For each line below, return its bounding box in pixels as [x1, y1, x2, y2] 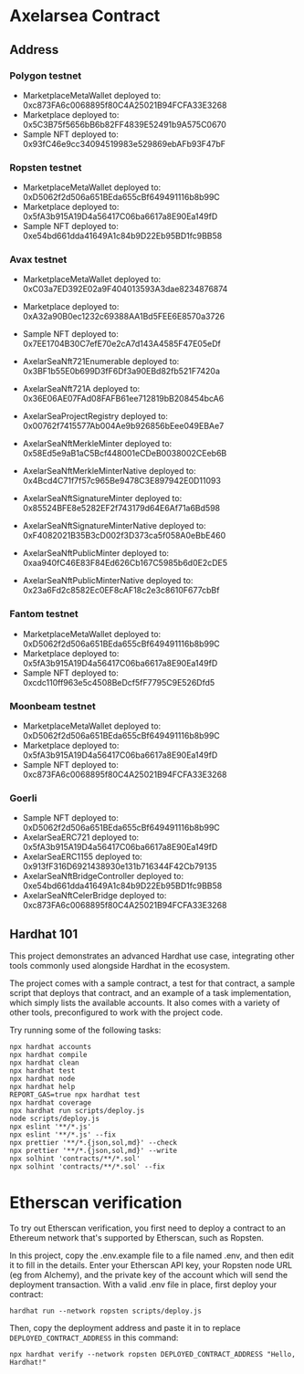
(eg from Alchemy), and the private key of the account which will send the [9, 1270, 288, 1281]
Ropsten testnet [9, 161, 82, 173]
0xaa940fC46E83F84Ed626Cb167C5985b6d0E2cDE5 [22, 558, 228, 569]
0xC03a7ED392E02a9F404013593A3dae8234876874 [22, 284, 228, 295]
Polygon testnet [9, 69, 82, 82]
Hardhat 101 [9, 926, 79, 941]
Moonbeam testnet [9, 699, 96, 712]
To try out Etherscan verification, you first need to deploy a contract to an [9, 1222, 286, 1233]
